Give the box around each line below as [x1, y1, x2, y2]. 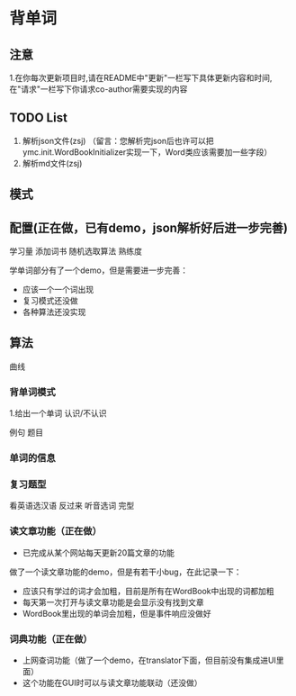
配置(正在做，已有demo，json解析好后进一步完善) [9, 220, 289, 235]
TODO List [9, 110, 67, 126]
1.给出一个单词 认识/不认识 [9, 408, 107, 419]
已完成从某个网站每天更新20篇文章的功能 [22, 547, 175, 558]
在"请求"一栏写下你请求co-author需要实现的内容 [9, 84, 188, 95]
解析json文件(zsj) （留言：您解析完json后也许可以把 [22, 135, 214, 146]
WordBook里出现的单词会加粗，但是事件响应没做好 [22, 608, 211, 619]
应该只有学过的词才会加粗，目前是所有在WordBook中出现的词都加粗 [22, 585, 274, 596]
